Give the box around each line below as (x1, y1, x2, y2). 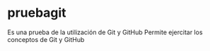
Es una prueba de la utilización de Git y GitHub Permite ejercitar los (7, 28, 203, 36)
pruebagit (7, 5, 66, 21)
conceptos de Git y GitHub (7, 35, 85, 43)
